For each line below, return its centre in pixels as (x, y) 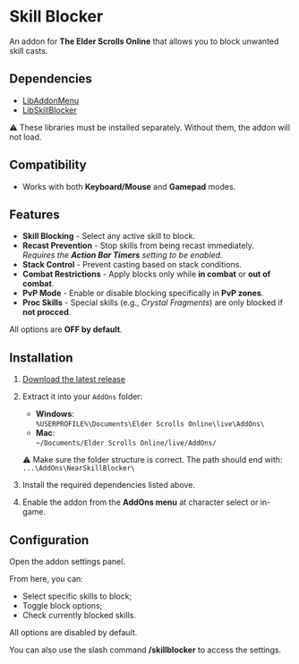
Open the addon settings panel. (67, 562)
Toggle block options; (62, 605)
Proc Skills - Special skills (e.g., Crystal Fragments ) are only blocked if (153, 302)
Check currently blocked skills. (79, 615)
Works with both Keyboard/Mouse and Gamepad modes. (129, 186)
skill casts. (29, 50)
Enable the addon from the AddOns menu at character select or (140, 502)
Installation (41, 358)
